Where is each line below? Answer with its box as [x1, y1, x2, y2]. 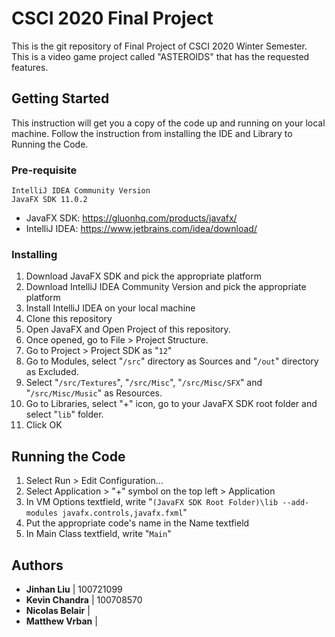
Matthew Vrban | [25, 615, 98, 627]
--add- [282, 498, 310, 508]
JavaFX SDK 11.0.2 [11, 195, 88, 205]
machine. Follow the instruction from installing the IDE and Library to [11, 127, 293, 139]
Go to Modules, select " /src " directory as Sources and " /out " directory [25, 355, 319, 367]
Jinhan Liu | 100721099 [25, 583, 123, 595]
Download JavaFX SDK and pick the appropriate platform [25, 270, 262, 282]
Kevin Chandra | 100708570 [25, 593, 143, 606]
